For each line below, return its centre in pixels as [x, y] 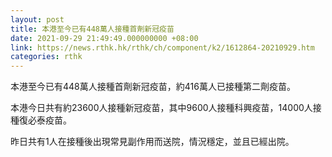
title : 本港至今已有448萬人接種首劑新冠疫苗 [92, 29]
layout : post [37, 19]
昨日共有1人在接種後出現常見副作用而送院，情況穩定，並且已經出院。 [152, 142]
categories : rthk [46, 57]
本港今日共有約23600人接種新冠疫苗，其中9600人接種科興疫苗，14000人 [161, 108]
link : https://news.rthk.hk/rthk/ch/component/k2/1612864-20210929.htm [162, 47]
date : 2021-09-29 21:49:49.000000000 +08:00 [104, 38]
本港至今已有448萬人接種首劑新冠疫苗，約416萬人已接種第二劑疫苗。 [153, 87]
